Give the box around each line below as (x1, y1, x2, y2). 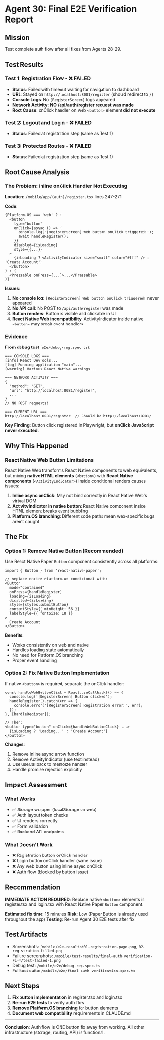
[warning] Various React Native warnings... (5, 367, 97, 371)
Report (5, 14, 33, 25)
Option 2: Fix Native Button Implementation (5, 670, 110, 676)
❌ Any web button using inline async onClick (12, 863, 102, 869)
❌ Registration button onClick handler (12, 852, 88, 858)
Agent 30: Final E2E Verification (5, 3, 137, 15)
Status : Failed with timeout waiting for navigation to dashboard (12, 86, 139, 92)
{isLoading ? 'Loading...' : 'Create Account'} (9, 728, 108, 734)
